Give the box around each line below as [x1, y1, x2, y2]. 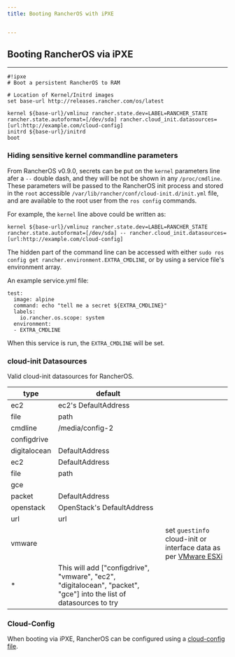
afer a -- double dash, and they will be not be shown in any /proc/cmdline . [7, 174, 222, 182]
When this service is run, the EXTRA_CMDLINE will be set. [7, 338, 165, 347]
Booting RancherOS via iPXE [7, 48, 134, 60]
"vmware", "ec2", [58, 572, 116, 582]
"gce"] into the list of [58, 589, 127, 599]
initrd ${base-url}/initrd [7, 129, 86, 136]
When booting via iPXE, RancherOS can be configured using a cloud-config [7, 635, 225, 643]
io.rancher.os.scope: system [20, 314, 105, 322]
